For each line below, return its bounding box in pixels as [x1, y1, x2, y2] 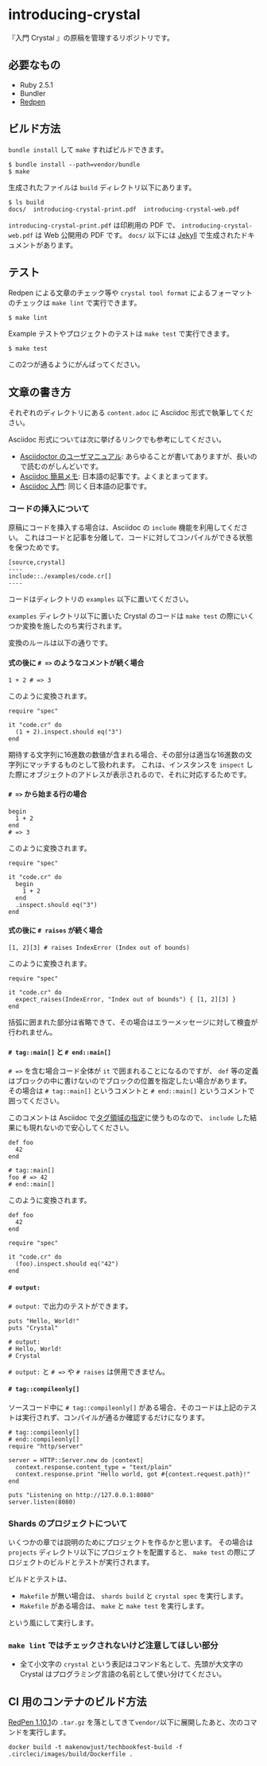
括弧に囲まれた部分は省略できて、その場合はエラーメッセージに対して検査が [8, 1017, 258, 1027]
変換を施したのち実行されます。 [21, 621, 126, 631]
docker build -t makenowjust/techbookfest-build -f [8, 1744, 183, 1752]
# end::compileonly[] [8, 1435, 80, 1443]
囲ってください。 [8, 1096, 64, 1106]
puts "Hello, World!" [8, 1317, 80, 1325]
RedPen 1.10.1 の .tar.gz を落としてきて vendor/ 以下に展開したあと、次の [8, 1717, 244, 1727]
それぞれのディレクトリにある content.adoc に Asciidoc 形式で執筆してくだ [8, 408, 253, 418]
